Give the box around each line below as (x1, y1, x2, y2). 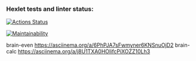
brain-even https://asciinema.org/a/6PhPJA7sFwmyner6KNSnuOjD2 (6, 41, 174, 49)
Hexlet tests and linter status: (6, 5, 94, 13)
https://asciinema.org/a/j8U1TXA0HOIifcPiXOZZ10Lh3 (17, 48, 151, 55)
